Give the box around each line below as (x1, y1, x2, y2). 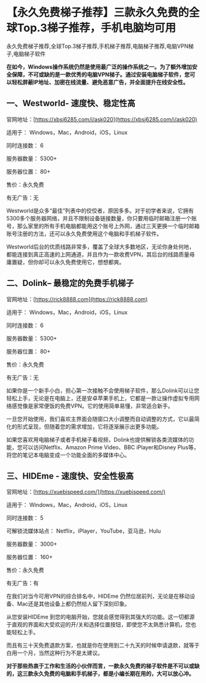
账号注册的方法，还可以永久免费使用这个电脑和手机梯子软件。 (6, 230, 162, 237)
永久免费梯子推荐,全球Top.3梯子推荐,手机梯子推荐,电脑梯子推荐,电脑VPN (6, 42, 189, 50)
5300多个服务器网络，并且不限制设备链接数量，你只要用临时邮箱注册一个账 (6, 214, 197, 222)
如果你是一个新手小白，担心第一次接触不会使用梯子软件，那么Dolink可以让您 (6, 387, 200, 394)
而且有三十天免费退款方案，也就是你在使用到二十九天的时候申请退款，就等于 (6, 642, 200, 649)
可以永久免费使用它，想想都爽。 (44, 258, 124, 266)
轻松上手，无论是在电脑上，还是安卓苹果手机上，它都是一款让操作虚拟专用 (6, 394, 194, 402)
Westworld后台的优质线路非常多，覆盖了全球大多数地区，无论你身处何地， (6, 243, 195, 250)
